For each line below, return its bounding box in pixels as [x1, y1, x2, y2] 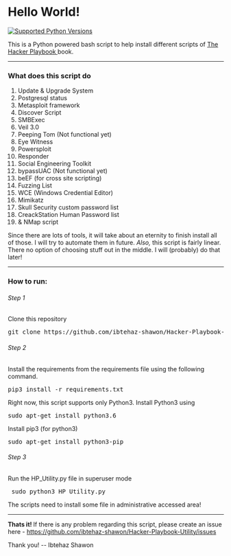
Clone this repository [8, 315, 67, 323]
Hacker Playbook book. [8, 47, 74, 56]
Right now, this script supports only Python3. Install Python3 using [8, 398, 195, 406]
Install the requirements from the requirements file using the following [8, 364, 205, 373]
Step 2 [8, 343, 27, 351]
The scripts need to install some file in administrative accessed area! [8, 500, 202, 509]
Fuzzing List [17, 181, 52, 189]
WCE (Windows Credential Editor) [17, 189, 114, 197]
